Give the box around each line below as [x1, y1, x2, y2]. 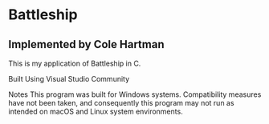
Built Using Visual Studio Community [8, 74, 130, 83]
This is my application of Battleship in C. [8, 58, 141, 68]
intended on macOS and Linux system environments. [8, 106, 183, 116]
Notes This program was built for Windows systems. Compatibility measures [8, 90, 262, 99]
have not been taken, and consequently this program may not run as [8, 98, 234, 107]
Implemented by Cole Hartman [8, 38, 165, 51]
